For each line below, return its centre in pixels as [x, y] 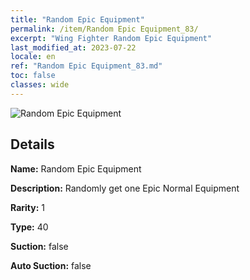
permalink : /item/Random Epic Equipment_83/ [104, 29]
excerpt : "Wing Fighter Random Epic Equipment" [111, 38]
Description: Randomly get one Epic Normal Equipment [125, 188]
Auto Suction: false [51, 265]
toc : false [33, 76]
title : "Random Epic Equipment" [77, 19]
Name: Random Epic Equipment [76, 168]
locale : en [33, 57]
